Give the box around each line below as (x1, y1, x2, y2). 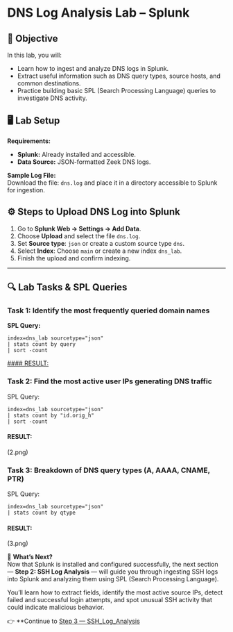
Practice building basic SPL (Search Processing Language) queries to (17, 87, 216, 94)
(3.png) (7, 540, 29, 548)
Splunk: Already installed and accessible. (17, 150, 137, 158)
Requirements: (7, 137, 51, 145)
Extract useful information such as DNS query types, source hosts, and (17, 72, 221, 80)
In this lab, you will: (7, 51, 62, 59)
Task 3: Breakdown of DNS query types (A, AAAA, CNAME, (7, 465, 210, 475)
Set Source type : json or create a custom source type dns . (17, 239, 185, 247)
